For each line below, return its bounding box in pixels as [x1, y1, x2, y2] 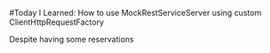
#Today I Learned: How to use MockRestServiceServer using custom [9, 8, 262, 18]
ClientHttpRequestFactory [9, 17, 105, 27]
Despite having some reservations [9, 34, 135, 44]
